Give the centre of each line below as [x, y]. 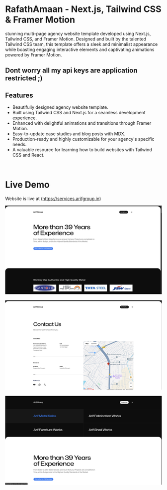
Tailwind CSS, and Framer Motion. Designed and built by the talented [76, 39]
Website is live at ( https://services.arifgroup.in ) [53, 199]
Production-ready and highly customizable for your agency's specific [83, 139]
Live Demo [27, 185]
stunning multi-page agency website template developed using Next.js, [78, 33]
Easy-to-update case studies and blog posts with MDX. [69, 134]
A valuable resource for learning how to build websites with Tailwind [82, 150]
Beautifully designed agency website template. [60, 107]
